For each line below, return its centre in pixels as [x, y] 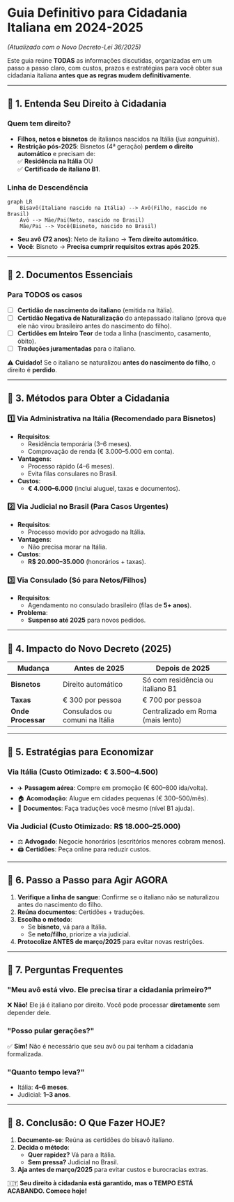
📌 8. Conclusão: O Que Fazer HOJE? [86, 1123]
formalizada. [25, 1053]
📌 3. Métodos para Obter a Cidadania [88, 398]
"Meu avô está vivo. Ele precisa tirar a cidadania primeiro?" [110, 990]
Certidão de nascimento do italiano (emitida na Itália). [95, 310]
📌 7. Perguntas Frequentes [65, 970]
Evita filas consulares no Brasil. [72, 473]
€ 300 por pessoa [92, 700]
